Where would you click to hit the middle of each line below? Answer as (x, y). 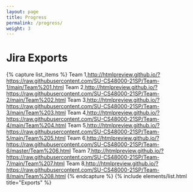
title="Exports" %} (29, 182)
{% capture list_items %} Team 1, (47, 75)
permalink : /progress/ (34, 23)
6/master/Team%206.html (38, 151)
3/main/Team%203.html (36, 113)
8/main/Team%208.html (36, 176)
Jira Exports (37, 58)
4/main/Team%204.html (36, 126)
